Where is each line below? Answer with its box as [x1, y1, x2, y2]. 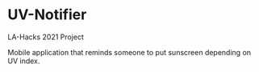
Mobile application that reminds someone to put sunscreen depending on [7, 47, 252, 57]
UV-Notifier [7, 6, 87, 24]
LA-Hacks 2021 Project [7, 32, 84, 42]
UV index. [7, 56, 40, 66]
